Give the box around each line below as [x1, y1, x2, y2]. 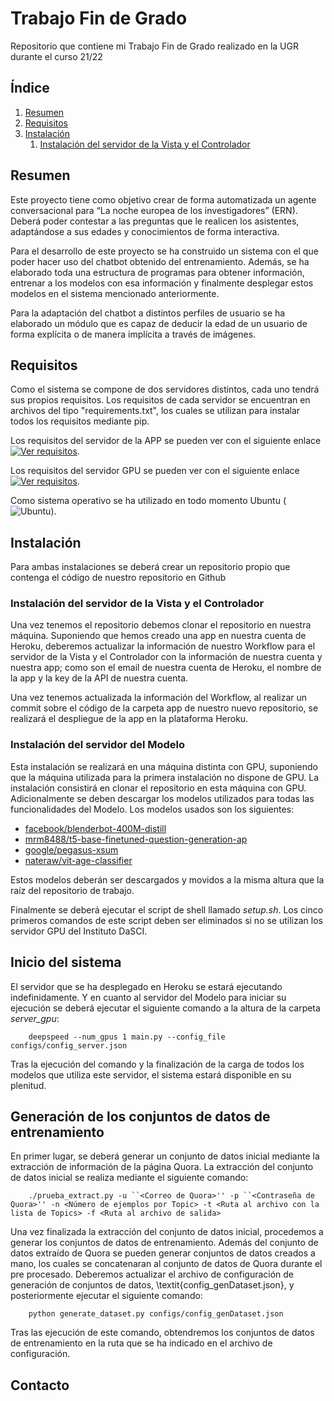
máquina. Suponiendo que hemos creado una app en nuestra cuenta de [10, 630, 307, 642]
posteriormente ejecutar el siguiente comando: [10, 1290, 203, 1302]
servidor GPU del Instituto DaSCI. [10, 925, 148, 937]
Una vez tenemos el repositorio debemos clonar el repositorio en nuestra [10, 619, 312, 631]
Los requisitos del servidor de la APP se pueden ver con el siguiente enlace [10, 435, 322, 447]
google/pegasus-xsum [24, 843, 119, 856]
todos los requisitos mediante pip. [10, 415, 150, 427]
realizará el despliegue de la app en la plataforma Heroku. [10, 713, 249, 725]
